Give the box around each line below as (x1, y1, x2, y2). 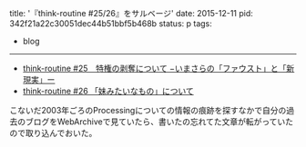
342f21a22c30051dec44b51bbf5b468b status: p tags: (9, 18, 212, 29)
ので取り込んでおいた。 (9, 128, 97, 138)
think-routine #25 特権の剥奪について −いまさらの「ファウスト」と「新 (22, 63, 295, 73)
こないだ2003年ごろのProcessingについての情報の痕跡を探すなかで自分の (9, 105, 287, 115)
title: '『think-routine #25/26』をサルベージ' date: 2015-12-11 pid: (9, 8, 253, 18)
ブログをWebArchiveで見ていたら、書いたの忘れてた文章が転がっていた (25, 116, 294, 127)
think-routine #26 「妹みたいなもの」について (22, 85, 194, 96)
